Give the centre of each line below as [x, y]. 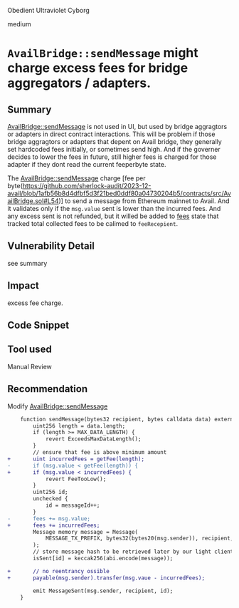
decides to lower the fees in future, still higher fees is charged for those [112, 157]
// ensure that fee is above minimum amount [100, 453]
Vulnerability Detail [51, 246]
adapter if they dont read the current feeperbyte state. [87, 164]
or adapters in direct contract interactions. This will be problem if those [111, 134]
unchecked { [51, 499]
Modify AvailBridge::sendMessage [58, 406]
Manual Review [30, 366]
